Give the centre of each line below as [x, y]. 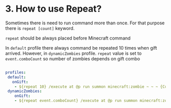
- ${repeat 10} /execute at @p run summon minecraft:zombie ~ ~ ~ [86, 87]
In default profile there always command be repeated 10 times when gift [81, 48]
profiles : [16, 72]
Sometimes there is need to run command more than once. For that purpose [85, 23]
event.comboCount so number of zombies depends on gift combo [73, 58]
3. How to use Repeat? [53, 9]
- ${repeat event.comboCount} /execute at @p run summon [76, 101]
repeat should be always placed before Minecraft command [68, 38]
